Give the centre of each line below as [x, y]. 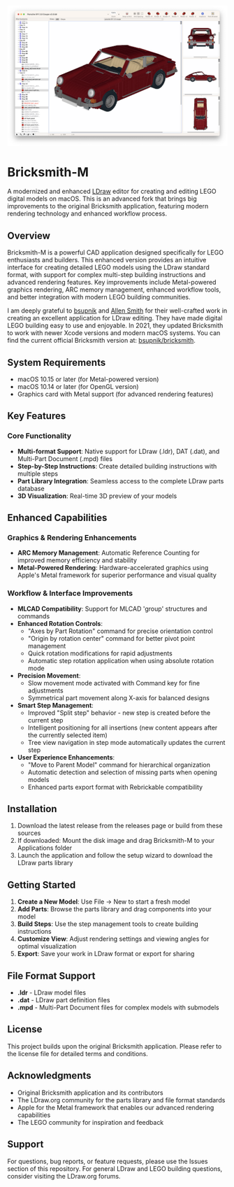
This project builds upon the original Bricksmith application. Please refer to [115, 1046]
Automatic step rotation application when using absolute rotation [121, 660]
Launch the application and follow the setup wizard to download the [115, 855]
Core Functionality [39, 436]
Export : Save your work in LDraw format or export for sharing [106, 954]
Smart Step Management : [56, 705]
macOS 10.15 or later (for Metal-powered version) [88, 379]
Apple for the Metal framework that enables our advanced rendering [116, 1107]
